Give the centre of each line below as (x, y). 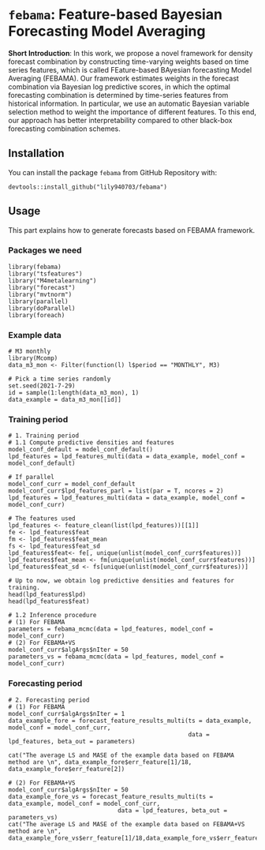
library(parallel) (38, 301)
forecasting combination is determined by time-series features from (118, 95)
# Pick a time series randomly (60, 379)
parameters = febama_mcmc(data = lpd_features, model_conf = (111, 629)
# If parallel (32, 477)
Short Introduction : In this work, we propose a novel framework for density (131, 53)
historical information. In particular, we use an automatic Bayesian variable (129, 103)
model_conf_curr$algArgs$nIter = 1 (67, 713)
